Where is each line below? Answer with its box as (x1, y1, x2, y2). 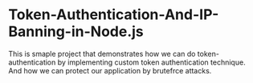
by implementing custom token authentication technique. (57, 57, 247, 67)
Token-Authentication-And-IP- (8, 6, 219, 24)
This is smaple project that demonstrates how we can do (8, 49, 196, 58)
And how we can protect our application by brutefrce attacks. (8, 65, 212, 75)
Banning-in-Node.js (8, 22, 145, 41)
